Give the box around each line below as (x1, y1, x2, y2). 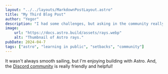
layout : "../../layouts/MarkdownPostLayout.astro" (5, 7, 113, 12)
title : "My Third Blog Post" (5, 12, 66, 17)
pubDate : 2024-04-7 (5, 40, 46, 45)
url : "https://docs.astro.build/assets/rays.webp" (14, 30, 122, 35)
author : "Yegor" (5, 16, 39, 21)
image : (5, 26, 19, 31)
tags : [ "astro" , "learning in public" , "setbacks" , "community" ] (5, 44, 144, 49)
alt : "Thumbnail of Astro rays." (14, 35, 84, 40)
